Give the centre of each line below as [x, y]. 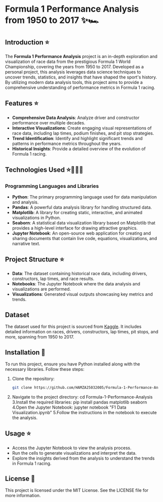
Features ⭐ [22, 103]
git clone [22, 387]
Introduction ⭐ [27, 42]
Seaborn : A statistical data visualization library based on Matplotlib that [84, 222]
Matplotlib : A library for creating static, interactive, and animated [77, 212]
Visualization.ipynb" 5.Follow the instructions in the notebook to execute [84, 412]
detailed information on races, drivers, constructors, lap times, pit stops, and [82, 332]
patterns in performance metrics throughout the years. [67, 143]
